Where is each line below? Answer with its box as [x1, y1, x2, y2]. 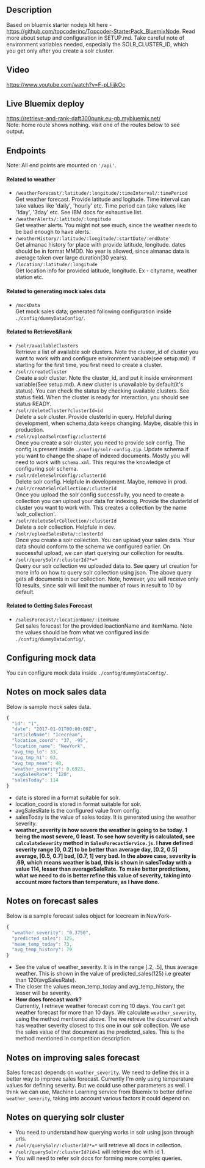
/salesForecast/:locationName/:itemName [15, 617, 120, 623]
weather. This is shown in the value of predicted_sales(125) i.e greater [15, 970, 191, 978]
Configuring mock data [6, 653, 96, 663]
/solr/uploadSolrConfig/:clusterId [15, 433, 106, 440]
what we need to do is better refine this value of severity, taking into [15, 872, 192, 879]
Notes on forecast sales [6, 896, 99, 906]
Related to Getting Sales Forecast [6, 602, 93, 609]
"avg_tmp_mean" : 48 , [12, 760, 64, 766]
